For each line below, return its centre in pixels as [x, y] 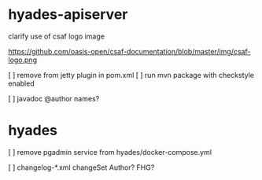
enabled [21, 83]
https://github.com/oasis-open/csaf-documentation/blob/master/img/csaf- [129, 51]
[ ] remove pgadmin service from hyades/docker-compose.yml [110, 152]
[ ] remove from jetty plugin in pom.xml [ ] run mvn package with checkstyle [131, 75]
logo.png [23, 60]
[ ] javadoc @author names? [54, 98]
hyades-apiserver [68, 15]
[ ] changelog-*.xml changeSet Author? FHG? [81, 167]
